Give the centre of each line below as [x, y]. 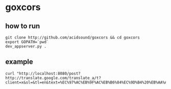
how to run [23, 26]
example [19, 62]
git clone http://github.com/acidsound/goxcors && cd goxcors [73, 37]
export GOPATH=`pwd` [27, 42]
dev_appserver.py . [26, 47]
